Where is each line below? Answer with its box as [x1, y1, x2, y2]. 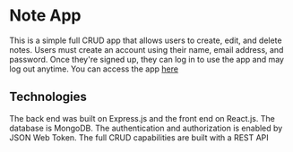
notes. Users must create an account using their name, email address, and [9, 44, 284, 55]
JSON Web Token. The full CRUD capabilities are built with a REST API [9, 131, 269, 143]
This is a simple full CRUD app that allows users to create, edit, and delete [9, 35, 282, 46]
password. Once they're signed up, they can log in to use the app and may [9, 54, 285, 64]
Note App [9, 5, 82, 26]
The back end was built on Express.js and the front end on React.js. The [9, 113, 275, 123]
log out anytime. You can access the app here [9, 63, 179, 74]
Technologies [9, 89, 88, 105]
